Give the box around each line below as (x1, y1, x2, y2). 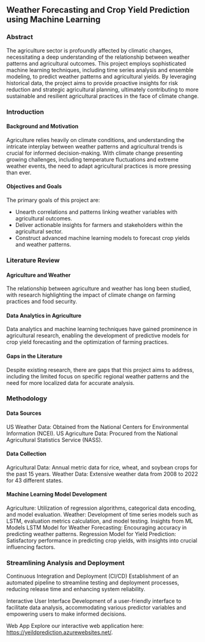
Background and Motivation (6, 122, 78, 130)
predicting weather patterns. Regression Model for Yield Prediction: (6, 531, 176, 538)
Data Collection (6, 450, 47, 458)
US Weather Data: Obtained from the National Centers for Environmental (6, 423, 188, 430)
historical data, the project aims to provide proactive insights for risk (6, 79, 179, 86)
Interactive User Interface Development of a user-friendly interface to (6, 597, 182, 605)
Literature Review (6, 256, 60, 264)
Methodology (6, 394, 48, 403)
